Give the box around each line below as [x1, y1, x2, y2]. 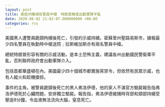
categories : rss [5, 21, 38, 26]
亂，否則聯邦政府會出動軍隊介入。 [5, 57, 74, 64]
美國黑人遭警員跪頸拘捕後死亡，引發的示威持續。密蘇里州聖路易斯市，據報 [5, 35, 156, 41]
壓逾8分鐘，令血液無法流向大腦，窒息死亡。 [5, 97, 94, 103]
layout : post [5, 7, 32, 12]
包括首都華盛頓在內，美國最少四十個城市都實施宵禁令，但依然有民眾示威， [5, 68, 156, 74]
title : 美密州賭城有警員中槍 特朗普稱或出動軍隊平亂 [5, 12, 101, 17]
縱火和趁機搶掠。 [13, 74, 48, 80]
